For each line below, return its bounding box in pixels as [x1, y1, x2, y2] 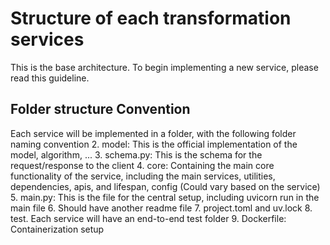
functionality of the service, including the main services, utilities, [10, 170, 276, 182]
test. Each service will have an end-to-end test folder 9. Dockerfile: [10, 212, 287, 224]
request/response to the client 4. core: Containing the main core [10, 159, 275, 171]
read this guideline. [10, 72, 90, 84]
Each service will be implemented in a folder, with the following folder [10, 127, 297, 139]
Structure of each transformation [10, 7, 292, 30]
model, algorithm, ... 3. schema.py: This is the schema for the [10, 148, 263, 161]
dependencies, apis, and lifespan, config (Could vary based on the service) [10, 180, 321, 192]
